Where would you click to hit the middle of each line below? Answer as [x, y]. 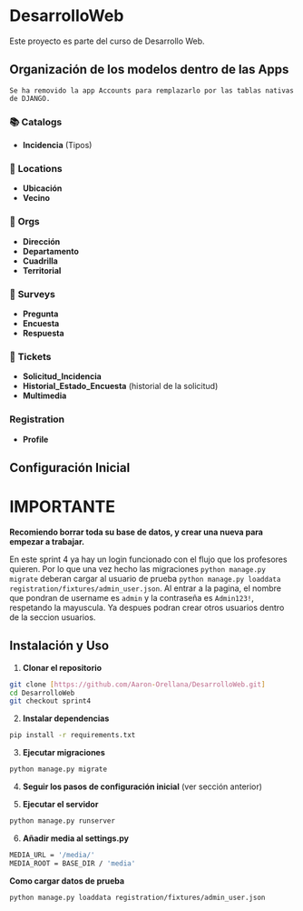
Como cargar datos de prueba [67, 881]
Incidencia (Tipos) [57, 145]
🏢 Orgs [24, 222]
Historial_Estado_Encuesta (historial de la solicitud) [120, 386]
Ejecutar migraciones [64, 753]
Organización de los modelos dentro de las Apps [149, 70]
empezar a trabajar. [47, 541]
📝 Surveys [33, 294]
